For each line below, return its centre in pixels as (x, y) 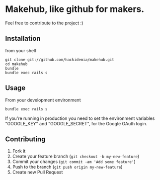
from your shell (21, 50)
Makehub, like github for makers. (75, 9)
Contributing (25, 139)
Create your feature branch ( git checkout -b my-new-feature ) (76, 156)
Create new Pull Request (38, 172)
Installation (23, 39)
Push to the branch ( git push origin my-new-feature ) (67, 167)
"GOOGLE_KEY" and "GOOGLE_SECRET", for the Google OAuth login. (76, 123)
